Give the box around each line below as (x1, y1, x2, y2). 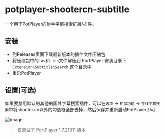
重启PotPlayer (12, 70, 41, 76)
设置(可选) (5, 86, 36, 95)
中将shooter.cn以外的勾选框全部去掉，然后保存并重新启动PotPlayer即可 (8, 106, 156, 112)
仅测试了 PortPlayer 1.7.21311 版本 (17, 127, 86, 133)
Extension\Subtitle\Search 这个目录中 (12, 64, 92, 70)
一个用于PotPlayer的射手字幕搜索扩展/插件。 (5, 21, 96, 27)
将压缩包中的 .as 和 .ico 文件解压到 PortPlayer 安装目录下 (12, 57, 127, 63)
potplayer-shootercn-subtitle (5, 4, 130, 15)
